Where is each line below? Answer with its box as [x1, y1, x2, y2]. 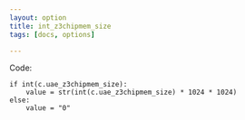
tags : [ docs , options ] [9, 30, 95, 39]
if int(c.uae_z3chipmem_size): [9, 80, 128, 89]
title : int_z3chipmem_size [9, 22, 112, 31]
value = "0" [25, 104, 71, 113]
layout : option [9, 13, 67, 23]
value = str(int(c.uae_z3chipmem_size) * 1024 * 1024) [25, 88, 238, 97]
